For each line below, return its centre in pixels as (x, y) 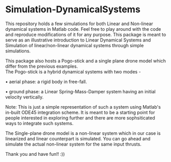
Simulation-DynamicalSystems (73, 9)
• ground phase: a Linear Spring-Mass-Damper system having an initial (81, 91)
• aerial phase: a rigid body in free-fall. (46, 82)
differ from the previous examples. (42, 66)
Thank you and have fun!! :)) (35, 154)
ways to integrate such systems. (39, 123)
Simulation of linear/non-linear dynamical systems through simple (75, 45)
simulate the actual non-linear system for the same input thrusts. (73, 144)
